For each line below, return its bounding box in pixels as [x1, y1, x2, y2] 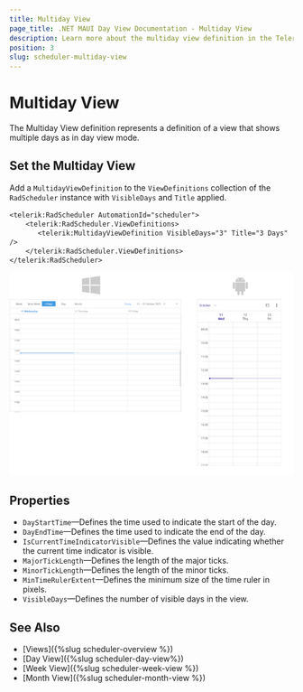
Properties [9, 492, 70, 508]
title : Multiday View [9, 14, 91, 23]
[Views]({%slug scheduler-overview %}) [22, 644, 174, 655]
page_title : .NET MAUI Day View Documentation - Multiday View [9, 23, 252, 33]
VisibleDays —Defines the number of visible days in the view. [22, 594, 250, 604]
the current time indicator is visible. [22, 546, 154, 556]
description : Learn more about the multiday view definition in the [9, 33, 272, 42]
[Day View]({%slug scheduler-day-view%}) [22, 653, 185, 664]
